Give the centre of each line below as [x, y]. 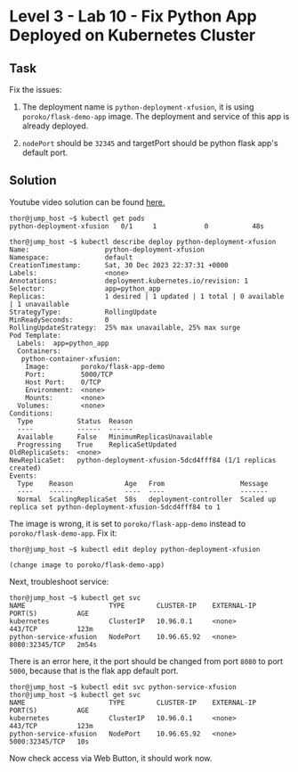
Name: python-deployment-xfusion [107, 250]
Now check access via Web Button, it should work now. [111, 758]
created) [25, 468]
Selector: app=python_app [85, 288]
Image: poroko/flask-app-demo [95, 366]
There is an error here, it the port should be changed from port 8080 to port [146, 661]
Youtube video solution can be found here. [87, 201]
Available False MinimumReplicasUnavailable [115, 437]
